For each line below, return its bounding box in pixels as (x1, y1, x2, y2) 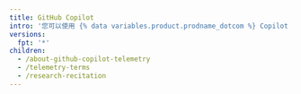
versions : (9, 30, 47, 38)
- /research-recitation (17, 72, 106, 81)
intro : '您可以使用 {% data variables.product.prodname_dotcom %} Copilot (9, 21, 289, 30)
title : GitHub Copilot (9, 13, 94, 22)
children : (9, 47, 47, 56)
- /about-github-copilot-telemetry (17, 55, 151, 64)
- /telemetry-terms (17, 64, 91, 73)
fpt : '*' (17, 38, 50, 47)
